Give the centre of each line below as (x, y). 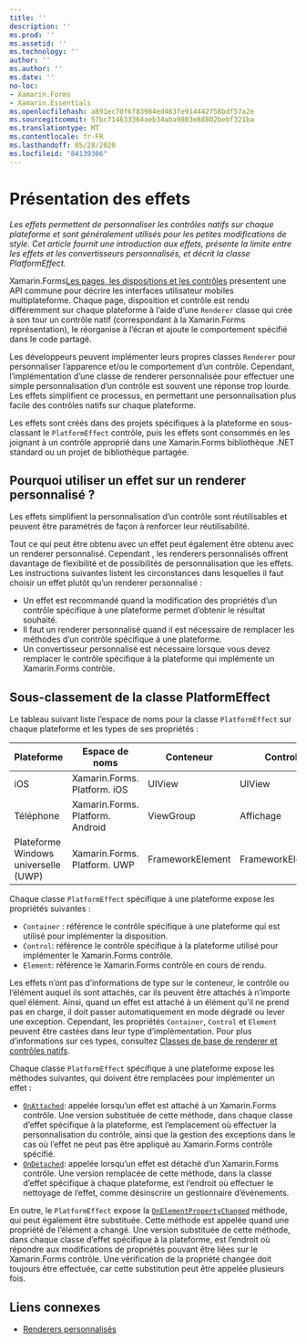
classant (25, 432)
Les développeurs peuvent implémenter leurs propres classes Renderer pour (153, 356)
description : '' (40, 26)
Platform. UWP (103, 866)
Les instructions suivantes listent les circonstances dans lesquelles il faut (147, 573)
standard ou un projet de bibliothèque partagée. (99, 452)
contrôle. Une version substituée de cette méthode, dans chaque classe (158, 1116)
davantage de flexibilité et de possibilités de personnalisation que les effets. (152, 563)
